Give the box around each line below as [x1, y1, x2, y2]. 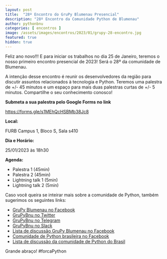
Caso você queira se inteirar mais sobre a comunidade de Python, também [5, 192, 159, 198]
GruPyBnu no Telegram [12, 217, 61, 223]
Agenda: [5, 157, 23, 163]
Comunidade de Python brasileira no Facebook [12, 233, 109, 239]
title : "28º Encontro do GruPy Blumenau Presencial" [5, 12, 120, 17]
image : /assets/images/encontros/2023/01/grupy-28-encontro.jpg [5, 30, 142, 35]
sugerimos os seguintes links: [5, 197, 66, 203]
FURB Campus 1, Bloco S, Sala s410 [5, 128, 78, 134]
